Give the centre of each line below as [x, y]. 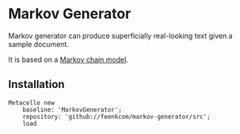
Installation [36, 84]
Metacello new [32, 103]
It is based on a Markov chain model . [69, 59]
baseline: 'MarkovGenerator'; [72, 109]
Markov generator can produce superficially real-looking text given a [120, 36]
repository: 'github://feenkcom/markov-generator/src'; [117, 117]
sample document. [39, 44]
